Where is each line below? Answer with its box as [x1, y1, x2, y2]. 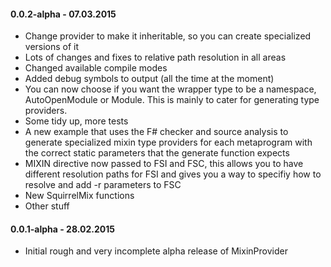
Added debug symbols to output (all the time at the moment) [24, 73, 275, 85]
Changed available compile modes [24, 62, 168, 74]
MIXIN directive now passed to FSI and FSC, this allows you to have [24, 158, 304, 170]
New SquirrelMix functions [24, 190, 135, 202]
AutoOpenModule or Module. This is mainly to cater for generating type [24, 94, 320, 106]
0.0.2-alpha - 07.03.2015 [10, 8, 117, 20]
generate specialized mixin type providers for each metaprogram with [24, 136, 313, 149]
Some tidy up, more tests [24, 115, 129, 127]
